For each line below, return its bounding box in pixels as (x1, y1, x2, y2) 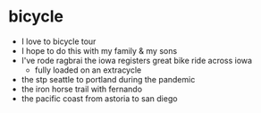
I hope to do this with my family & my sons (21, 45, 178, 56)
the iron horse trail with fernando (21, 83, 143, 94)
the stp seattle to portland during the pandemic (21, 74, 196, 84)
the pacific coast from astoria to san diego (21, 92, 178, 104)
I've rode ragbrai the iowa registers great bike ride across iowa (21, 55, 252, 65)
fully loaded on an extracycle (34, 65, 142, 75)
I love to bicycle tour (21, 36, 97, 47)
